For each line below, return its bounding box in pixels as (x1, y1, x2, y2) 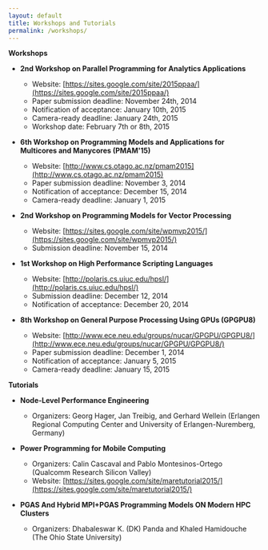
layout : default (8, 11, 62, 20)
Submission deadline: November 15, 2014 (31, 243, 168, 253)
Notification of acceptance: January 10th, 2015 (31, 105, 186, 114)
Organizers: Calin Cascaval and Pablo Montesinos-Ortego (31, 459, 222, 468)
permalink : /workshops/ (8, 26, 88, 34)
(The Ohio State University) (31, 532, 122, 542)
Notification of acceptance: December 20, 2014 (31, 300, 190, 309)
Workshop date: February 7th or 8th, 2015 (31, 122, 170, 132)
